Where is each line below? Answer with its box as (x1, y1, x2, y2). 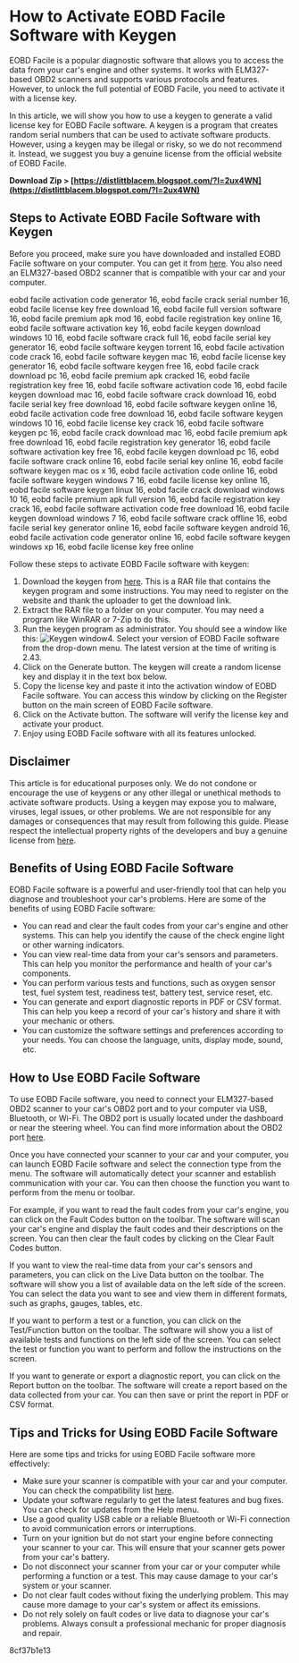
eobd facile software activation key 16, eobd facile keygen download (9, 322, 262, 333)
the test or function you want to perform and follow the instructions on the (9, 1344, 282, 1354)
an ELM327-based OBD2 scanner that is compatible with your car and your (9, 267, 286, 278)
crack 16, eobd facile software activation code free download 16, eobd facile (9, 503, 290, 513)
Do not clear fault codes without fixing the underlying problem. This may (21, 1590, 289, 1600)
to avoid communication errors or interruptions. (21, 1523, 196, 1533)
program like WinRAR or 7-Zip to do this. (21, 614, 171, 624)
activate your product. (21, 718, 104, 729)
